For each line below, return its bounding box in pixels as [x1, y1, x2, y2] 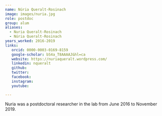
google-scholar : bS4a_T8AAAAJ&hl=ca [11, 52, 86, 57]
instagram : [11, 79, 34, 84]
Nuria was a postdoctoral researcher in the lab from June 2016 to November [5, 101, 158, 107]
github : [11, 66, 27, 71]
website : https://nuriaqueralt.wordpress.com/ [11, 57, 108, 61]
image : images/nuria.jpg [5, 12, 55, 16]
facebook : [11, 74, 32, 79]
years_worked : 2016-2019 [5, 39, 55, 43]
